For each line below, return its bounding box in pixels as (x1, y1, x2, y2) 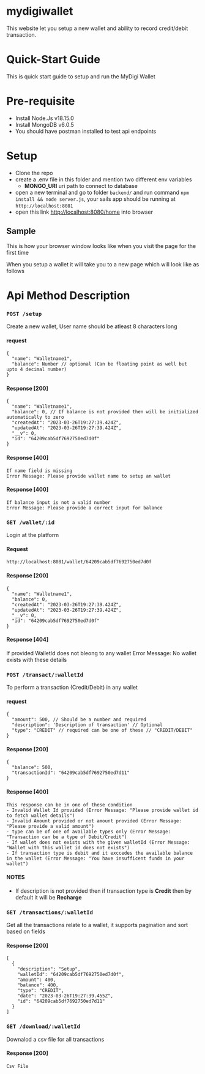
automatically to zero (6, 415, 64, 421)
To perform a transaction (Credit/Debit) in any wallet (6, 684, 138, 691)
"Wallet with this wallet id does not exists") (6, 844, 130, 851)
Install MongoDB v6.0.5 (15, 121, 75, 128)
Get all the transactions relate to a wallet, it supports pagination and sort (6, 922, 188, 929)
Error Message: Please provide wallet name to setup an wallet (6, 473, 171, 479)
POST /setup (6, 310, 42, 317)
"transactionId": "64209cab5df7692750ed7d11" (12, 770, 130, 776)
